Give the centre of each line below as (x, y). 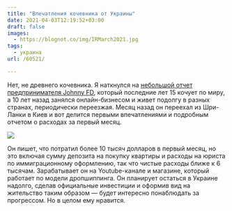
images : (18, 33)
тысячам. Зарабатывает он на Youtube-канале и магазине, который (108, 171)
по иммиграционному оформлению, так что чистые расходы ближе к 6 (114, 163)
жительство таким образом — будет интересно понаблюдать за (103, 193)
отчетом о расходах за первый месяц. (64, 122)
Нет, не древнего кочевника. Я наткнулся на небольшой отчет (100, 85)
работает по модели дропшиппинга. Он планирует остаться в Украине (113, 178)
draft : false (26, 26)
